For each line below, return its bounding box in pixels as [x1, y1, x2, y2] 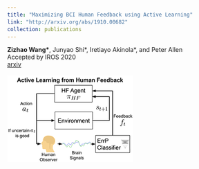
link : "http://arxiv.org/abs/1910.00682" [7, 18, 129, 26]
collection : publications [7, 26, 82, 33]
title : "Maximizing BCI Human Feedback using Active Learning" [7, 11, 193, 18]
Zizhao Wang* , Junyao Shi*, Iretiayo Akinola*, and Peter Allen [7, 46, 183, 54]
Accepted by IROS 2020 [7, 53, 76, 62]
